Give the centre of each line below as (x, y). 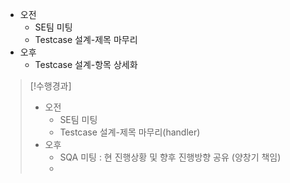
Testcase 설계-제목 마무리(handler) (130, 132)
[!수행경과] (50, 86)
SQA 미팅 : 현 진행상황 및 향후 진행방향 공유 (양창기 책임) (170, 157)
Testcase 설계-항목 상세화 (86, 64)
